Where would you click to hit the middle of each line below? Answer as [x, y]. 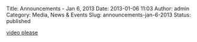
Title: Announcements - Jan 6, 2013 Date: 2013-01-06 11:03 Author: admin [98, 9]
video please [22, 33]
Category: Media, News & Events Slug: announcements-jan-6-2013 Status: [98, 15]
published [19, 21]
